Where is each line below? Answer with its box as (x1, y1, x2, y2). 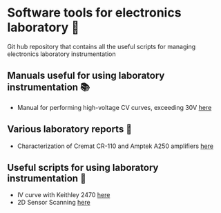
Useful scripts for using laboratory (7, 161, 159, 174)
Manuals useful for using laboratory (7, 70, 165, 82)
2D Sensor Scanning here (17, 198, 91, 207)
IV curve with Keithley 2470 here (17, 191, 110, 199)
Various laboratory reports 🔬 (7, 123, 133, 136)
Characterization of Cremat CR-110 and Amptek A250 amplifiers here (17, 142, 214, 150)
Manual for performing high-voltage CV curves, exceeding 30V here (17, 103, 212, 111)
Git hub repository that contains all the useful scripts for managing (7, 42, 196, 50)
